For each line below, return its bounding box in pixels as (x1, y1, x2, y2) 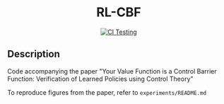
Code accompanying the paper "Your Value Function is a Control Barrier (7, 67, 217, 75)
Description (7, 48, 60, 60)
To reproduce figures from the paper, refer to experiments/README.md (7, 88, 207, 96)
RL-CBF (96, 4, 141, 21)
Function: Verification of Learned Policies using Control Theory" (7, 74, 194, 83)
